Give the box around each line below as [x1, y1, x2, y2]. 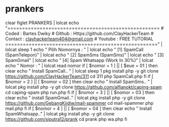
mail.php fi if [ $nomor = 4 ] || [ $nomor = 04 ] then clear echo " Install [5, 105, 152, 111]
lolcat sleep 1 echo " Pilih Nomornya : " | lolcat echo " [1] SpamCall [5, 46, 144, 52]
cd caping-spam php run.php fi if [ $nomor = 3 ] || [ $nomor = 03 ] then [5, 89, 155, 95]
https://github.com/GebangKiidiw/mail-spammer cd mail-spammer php [5, 100, 154, 106]
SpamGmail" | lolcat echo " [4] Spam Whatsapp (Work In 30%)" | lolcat [5, 57, 153, 63]
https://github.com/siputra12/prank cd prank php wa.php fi [5, 116, 128, 122]
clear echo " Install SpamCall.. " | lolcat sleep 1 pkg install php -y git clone [5, 68, 159, 74]
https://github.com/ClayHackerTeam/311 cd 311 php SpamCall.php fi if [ [5, 73, 153, 79]
